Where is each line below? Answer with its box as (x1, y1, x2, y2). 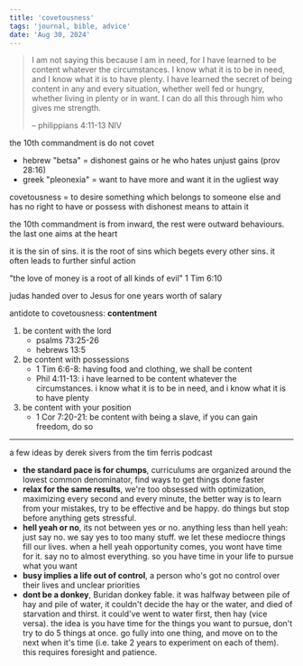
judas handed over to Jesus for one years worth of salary (9, 291, 223, 301)
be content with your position (22, 402, 133, 413)
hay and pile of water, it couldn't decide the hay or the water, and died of (22, 599, 293, 610)
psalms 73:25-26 (35, 335, 99, 346)
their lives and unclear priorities (22, 579, 141, 591)
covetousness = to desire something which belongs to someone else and (9, 191, 281, 203)
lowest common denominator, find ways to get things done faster (22, 475, 265, 486)
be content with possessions (22, 354, 130, 365)
